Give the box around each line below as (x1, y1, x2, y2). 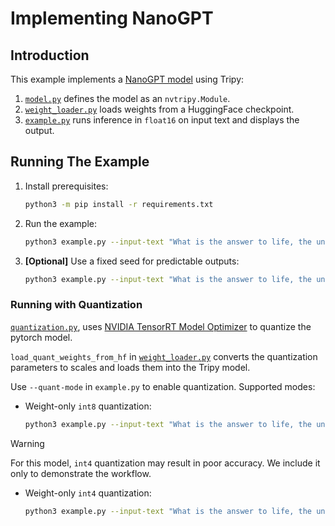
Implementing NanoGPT (10, 7, 214, 30)
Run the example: (24, 217, 98, 229)
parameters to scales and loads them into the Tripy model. (10, 361, 251, 373)
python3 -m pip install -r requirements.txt (24, 199, 214, 209)
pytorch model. (10, 331, 73, 343)
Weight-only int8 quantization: (24, 400, 152, 412)
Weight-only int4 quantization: (24, 487, 152, 499)
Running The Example (10, 153, 150, 171)
